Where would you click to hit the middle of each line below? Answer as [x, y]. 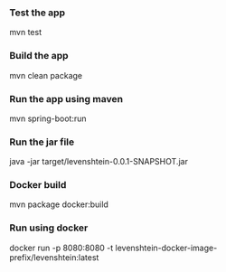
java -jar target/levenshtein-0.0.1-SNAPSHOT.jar [99, 162]
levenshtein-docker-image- [166, 248]
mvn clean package [46, 75]
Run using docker [49, 228]
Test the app [38, 13]
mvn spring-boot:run [48, 118]
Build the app [39, 56]
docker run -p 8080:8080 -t [61, 248]
